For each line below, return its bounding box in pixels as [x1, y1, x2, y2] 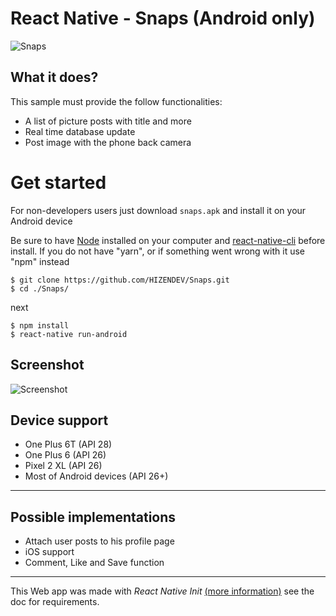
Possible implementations [10, 508, 177, 526]
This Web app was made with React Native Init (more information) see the [10, 585, 315, 597]
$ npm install [10, 320, 70, 331]
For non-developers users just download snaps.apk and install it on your [10, 204, 307, 216]
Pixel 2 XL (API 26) [24, 460, 103, 472]
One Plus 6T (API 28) [24, 438, 113, 451]
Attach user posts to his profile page [24, 535, 175, 547]
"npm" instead [10, 255, 70, 267]
